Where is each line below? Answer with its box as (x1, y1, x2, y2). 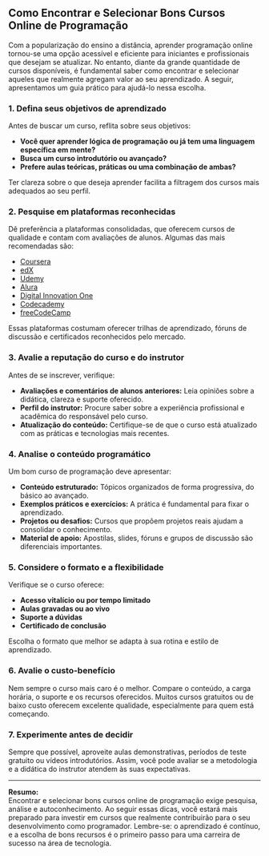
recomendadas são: (8, 241, 74, 251)
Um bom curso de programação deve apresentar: (8, 466, 172, 476)
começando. (8, 709, 50, 718)
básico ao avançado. (19, 491, 90, 500)
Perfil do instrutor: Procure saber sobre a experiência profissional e (19, 402, 245, 412)
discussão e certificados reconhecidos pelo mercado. (8, 332, 187, 341)
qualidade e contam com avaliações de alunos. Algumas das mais (8, 232, 226, 243)
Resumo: (8, 787, 38, 797)
